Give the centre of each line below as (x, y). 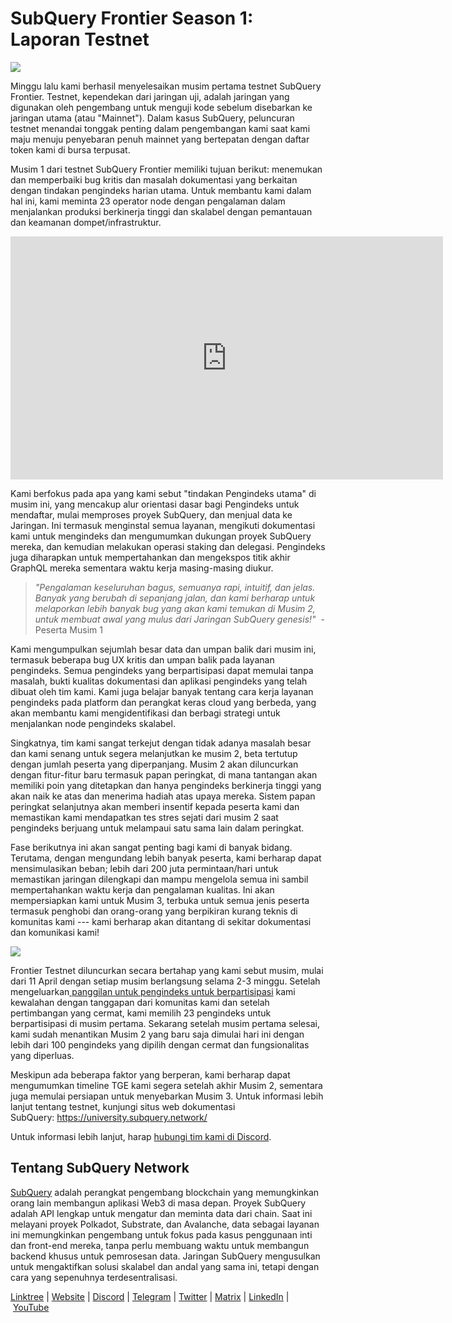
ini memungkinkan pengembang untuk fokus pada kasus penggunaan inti (161, 1234)
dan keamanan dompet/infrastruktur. (86, 222)
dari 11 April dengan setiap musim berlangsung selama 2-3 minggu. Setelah (165, 981)
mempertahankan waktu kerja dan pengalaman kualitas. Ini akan (142, 889)
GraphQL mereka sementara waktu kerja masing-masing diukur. (142, 568)
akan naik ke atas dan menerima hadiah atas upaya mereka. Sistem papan (163, 796)
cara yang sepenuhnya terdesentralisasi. (94, 1277)
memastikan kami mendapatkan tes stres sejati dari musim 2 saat (144, 817)
